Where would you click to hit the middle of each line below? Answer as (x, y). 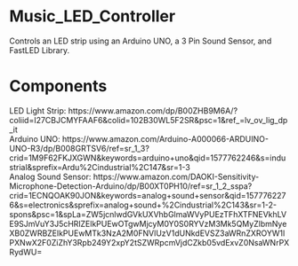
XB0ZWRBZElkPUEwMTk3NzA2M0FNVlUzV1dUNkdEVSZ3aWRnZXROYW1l (147, 233)
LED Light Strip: (38, 110)
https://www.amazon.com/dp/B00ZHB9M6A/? (153, 110)
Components (58, 86)
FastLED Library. (39, 50)
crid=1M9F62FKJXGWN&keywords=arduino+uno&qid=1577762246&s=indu (148, 158)
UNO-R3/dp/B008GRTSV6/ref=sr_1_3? (79, 148)
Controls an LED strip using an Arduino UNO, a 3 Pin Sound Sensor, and (141, 41)
